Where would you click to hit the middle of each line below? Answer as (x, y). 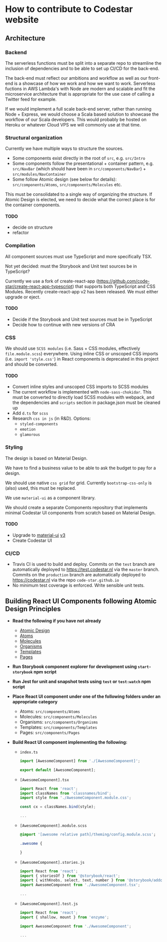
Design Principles (33, 609)
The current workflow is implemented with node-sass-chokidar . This (82, 392)
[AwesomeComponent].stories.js (52, 862)
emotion (28, 429)
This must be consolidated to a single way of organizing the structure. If (79, 194)
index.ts (29, 752)
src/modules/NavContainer (39, 175)
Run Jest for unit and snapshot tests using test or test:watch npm (82, 681)
